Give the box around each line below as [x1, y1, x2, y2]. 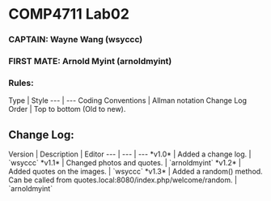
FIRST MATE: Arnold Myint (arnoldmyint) [8, 56, 172, 67]
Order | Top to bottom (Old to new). [8, 105, 126, 114]
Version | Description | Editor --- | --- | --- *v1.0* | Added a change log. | [8, 149, 252, 159]
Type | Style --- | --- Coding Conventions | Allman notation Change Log [8, 96, 248, 105]
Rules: [8, 77, 34, 88]
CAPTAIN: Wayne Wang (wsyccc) [8, 34, 143, 45]
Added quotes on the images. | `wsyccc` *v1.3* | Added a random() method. [8, 167, 263, 177]
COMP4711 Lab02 [8, 5, 129, 24]
